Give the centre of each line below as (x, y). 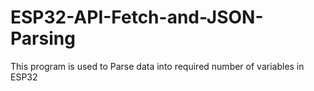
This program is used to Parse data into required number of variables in (157, 66)
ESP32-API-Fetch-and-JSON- (137, 17)
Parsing (43, 38)
